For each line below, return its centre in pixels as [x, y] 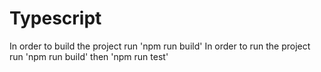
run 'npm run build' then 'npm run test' [89, 56]
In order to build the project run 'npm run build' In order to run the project [160, 46]
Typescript [55, 18]
